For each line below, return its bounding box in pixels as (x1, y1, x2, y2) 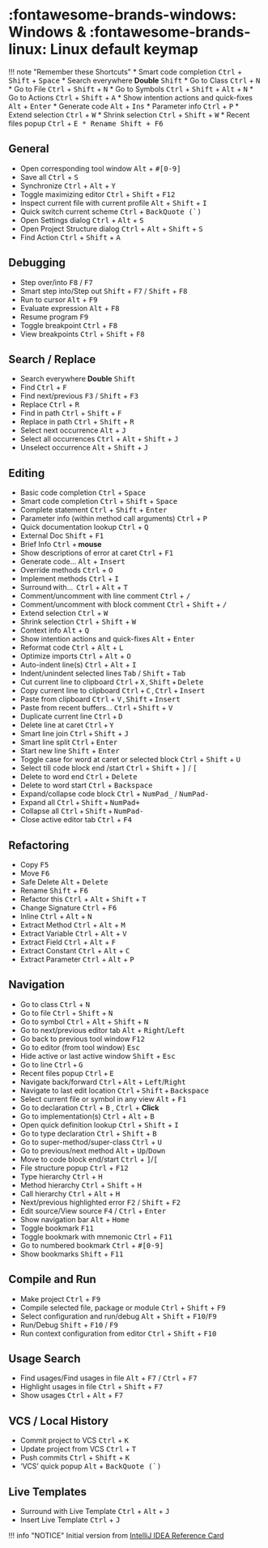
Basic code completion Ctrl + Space (19, 488, 146, 497)
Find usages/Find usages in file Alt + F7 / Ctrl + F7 (19, 1373, 198, 1383)
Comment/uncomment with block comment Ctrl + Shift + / (19, 599, 228, 609)
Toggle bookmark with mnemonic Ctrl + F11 (19, 1231, 172, 1241)
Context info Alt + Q (19, 625, 90, 635)
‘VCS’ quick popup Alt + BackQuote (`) (19, 1461, 162, 1471)
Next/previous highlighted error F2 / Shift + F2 (19, 1197, 181, 1207)
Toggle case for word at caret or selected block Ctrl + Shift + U (19, 755, 241, 765)
